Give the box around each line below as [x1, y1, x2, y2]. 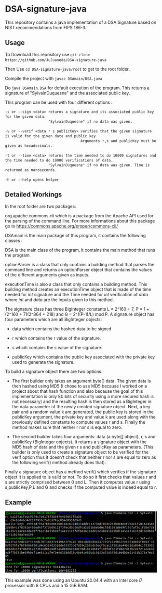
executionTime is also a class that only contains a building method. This [5, 281, 148, 287]
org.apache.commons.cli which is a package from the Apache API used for [5, 212, 154, 219]
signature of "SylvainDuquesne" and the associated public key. [5, 90, 130, 96]
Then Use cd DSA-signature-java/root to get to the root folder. [5, 66, 130, 72]
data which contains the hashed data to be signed [12, 326, 112, 332]
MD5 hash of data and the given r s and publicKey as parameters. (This [12, 444, 154, 449]
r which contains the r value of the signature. [12, 335, 101, 341]
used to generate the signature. [12, 359, 75, 365]
